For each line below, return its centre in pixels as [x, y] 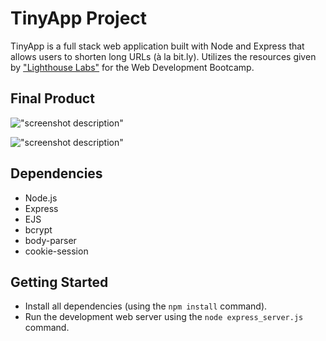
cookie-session [56, 251]
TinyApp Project [79, 18]
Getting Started [59, 282]
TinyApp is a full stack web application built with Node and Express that [157, 46]
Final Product [52, 98]
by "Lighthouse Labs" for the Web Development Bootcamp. [132, 67]
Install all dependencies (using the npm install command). [146, 306]
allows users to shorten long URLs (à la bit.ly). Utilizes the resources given [163, 56]
